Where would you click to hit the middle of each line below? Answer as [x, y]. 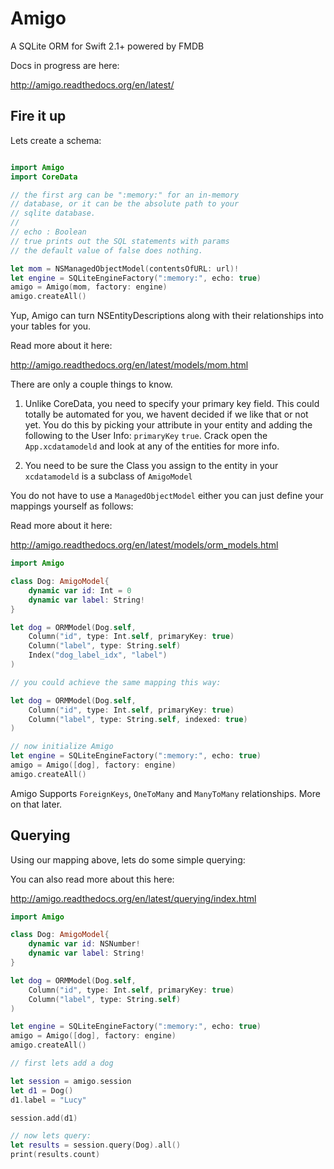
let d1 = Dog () [42, 1090]
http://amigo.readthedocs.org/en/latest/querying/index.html [133, 898]
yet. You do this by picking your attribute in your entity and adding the [168, 425]
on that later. [36, 804]
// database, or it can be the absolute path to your [125, 204]
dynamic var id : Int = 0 [80, 590]
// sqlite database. [53, 213]
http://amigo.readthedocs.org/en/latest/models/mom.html [129, 365]
